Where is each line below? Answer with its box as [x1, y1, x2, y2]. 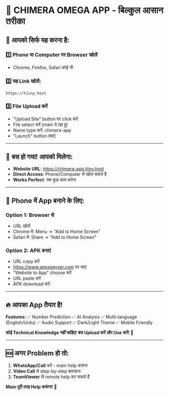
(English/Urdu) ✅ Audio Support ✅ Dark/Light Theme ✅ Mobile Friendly [5, 320, 153, 326]
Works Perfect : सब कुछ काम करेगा [12, 177, 76, 183]
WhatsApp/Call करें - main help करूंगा [12, 362, 88, 368]
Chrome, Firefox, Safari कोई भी [12, 64, 73, 70]
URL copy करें [12, 258, 40, 265]
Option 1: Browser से [5, 211, 54, 218]
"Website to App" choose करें [12, 270, 72, 276]
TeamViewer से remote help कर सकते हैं [12, 373, 89, 379]
